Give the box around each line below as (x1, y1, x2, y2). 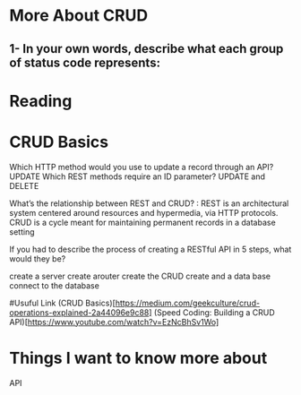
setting (9, 226, 35, 237)
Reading (9, 90, 73, 111)
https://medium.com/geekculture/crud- (115, 297, 261, 308)
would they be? (9, 253, 66, 264)
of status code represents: (9, 55, 161, 70)
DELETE (9, 180, 39, 191)
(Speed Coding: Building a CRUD (153, 306, 275, 318)
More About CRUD (9, 5, 149, 26)
